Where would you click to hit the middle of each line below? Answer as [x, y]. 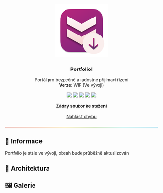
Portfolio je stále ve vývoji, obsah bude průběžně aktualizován [67, 153]
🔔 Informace [24, 141]
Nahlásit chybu [81, 117]
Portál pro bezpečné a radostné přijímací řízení [81, 80]
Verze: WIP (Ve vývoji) [81, 85]
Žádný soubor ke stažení [81, 106]
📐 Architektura [27, 168]
